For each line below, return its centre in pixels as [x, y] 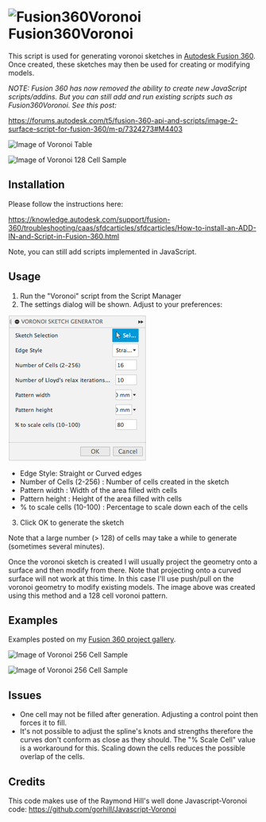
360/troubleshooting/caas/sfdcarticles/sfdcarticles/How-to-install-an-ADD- [132, 227]
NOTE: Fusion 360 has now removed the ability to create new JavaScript [128, 88]
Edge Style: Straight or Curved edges [81, 473]
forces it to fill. [43, 723]
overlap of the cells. [52, 757]
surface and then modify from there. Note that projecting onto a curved [125, 570]
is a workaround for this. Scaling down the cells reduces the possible [133, 748]
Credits [27, 782]
